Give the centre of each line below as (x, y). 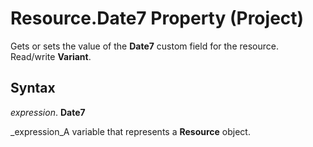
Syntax (33, 88)
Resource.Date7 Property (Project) (157, 18)
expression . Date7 (48, 112)
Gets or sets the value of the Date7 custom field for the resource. (144, 46)
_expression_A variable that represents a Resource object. (130, 131)
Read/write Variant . (51, 56)
